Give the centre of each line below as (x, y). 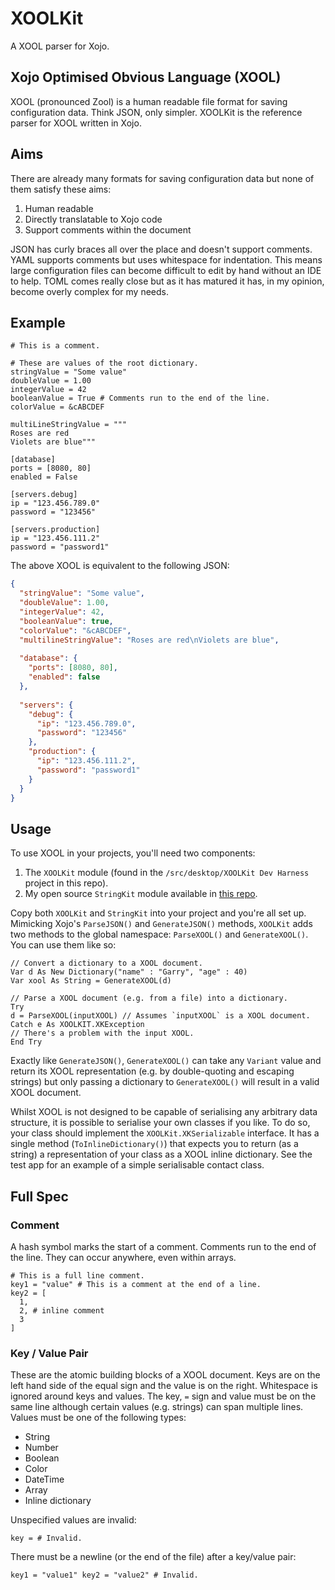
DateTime (44, 1479)
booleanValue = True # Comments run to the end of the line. (140, 398)
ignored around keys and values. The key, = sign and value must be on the (163, 1396)
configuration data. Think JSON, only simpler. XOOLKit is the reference (156, 112)
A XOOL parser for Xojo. (60, 46)
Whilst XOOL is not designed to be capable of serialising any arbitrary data (164, 1112)
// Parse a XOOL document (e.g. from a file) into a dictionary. (149, 998)
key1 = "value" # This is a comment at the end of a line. (136, 1284)
